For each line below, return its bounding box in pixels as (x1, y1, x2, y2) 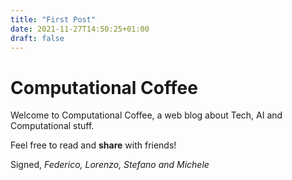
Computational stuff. (10, 120, 95, 132)
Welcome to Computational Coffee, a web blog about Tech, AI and (10, 109, 283, 121)
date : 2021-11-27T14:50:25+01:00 (10, 24, 150, 34)
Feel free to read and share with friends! (10, 139, 177, 151)
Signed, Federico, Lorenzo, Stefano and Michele (10, 159, 210, 171)
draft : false (10, 33, 65, 43)
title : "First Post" (10, 14, 97, 25)
